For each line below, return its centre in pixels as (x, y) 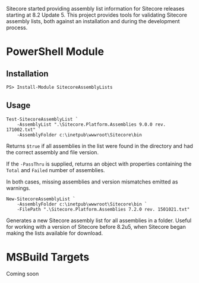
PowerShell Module (55, 52)
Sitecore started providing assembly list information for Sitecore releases (95, 9)
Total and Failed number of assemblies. (56, 170)
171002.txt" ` (24, 130)
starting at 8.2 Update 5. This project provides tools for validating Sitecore (97, 15)
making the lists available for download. (55, 233)
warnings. (18, 188)
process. (17, 27)
